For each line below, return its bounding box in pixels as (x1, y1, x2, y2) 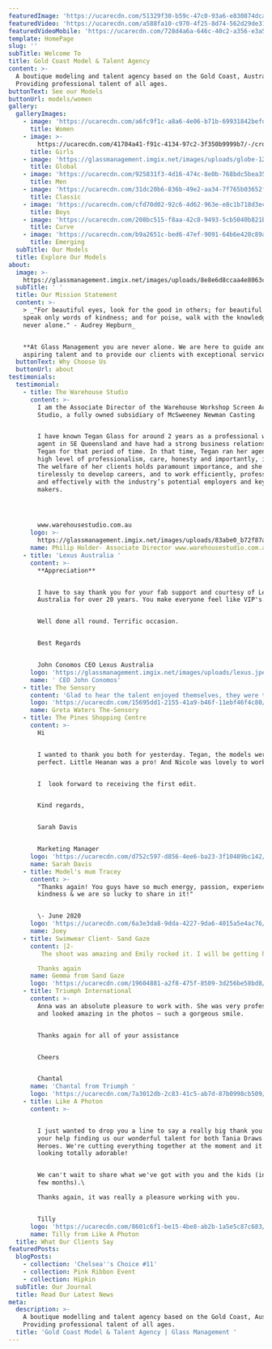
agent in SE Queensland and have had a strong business (37, 440, 230, 449)
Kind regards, (37, 801, 85, 810)
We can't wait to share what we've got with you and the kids (37, 1171, 252, 1179)
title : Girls (29, 148, 74, 156)
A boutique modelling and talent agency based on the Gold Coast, (23, 1313, 252, 1321)
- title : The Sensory (23, 683, 96, 692)
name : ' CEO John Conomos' (29, 676, 121, 684)
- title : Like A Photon (23, 1098, 104, 1106)
